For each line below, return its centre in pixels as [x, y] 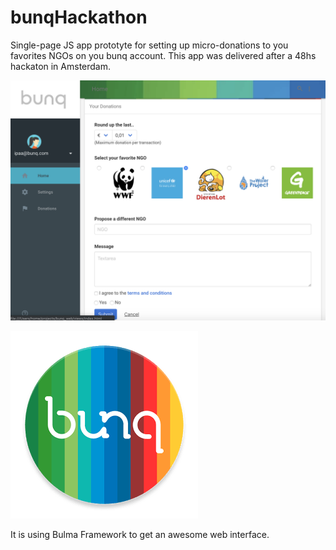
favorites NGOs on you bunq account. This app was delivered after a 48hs [163, 55]
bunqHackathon [79, 17]
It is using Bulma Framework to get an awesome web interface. [140, 534]
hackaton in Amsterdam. [61, 66]
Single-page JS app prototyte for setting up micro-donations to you [149, 45]
